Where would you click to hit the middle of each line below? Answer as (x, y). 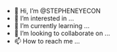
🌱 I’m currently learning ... (52, 26)
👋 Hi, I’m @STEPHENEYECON (57, 11)
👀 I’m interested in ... (44, 18)
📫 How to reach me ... (47, 41)
